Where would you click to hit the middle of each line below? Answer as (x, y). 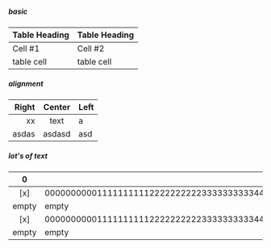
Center (57, 107)
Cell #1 (26, 48)
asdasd (57, 133)
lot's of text (28, 156)
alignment (26, 83)
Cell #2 (91, 48)
